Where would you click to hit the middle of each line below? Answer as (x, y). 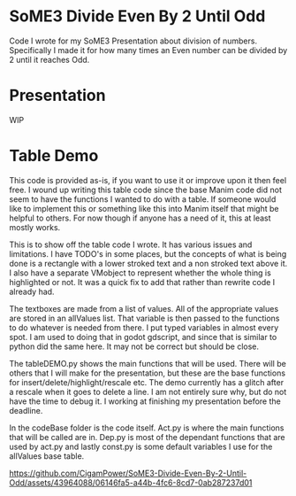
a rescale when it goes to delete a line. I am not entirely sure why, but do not (148, 391)
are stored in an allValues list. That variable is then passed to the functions (144, 318)
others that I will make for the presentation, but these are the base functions (147, 373)
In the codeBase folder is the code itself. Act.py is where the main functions (147, 428)
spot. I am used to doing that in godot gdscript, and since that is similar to (143, 337)
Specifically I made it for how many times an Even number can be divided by (148, 50)
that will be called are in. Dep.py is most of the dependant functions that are (147, 437)
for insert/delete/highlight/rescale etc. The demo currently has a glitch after (147, 382)
